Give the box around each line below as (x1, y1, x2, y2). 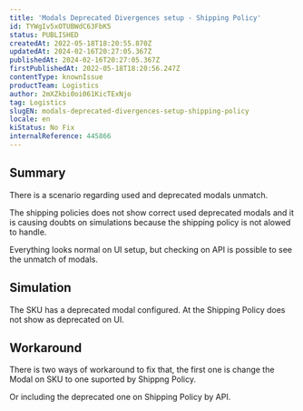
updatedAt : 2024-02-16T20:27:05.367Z (9, 47, 152, 56)
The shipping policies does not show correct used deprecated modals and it (9, 206, 295, 218)
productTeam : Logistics (9, 81, 100, 90)
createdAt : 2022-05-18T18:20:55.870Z (9, 38, 152, 48)
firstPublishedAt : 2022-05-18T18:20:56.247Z (9, 65, 181, 74)
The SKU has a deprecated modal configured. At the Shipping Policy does (9, 304, 286, 315)
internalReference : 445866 (9, 132, 112, 141)
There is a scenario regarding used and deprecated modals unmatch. (9, 189, 269, 200)
